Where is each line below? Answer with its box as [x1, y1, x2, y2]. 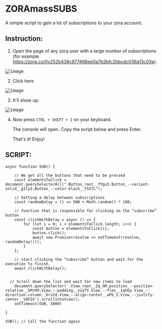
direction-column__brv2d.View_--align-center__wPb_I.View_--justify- [5, 292, 155, 297]
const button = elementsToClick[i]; [32, 226, 110, 231]
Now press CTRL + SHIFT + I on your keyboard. [12, 116, 112, 122]
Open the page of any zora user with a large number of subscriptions [12, 48, 156, 54]
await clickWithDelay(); [14, 266, 67, 271]
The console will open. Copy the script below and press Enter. [12, 126, 142, 132]
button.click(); [32, 230, 67, 236]
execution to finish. [5, 261, 51, 266]
